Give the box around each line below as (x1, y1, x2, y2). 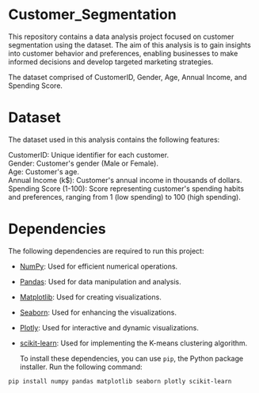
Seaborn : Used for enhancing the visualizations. (19, 307, 177, 317)
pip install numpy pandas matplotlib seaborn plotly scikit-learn (8, 377, 232, 385)
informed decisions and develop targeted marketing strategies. (8, 57, 214, 67)
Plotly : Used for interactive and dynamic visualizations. (19, 322, 200, 332)
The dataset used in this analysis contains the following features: (8, 135, 220, 144)
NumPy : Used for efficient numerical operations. (19, 261, 178, 271)
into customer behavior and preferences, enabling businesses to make (8, 48, 238, 58)
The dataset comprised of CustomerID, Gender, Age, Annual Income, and (8, 72, 247, 82)
